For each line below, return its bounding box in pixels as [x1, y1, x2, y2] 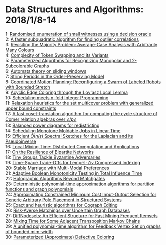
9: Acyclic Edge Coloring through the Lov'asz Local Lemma [5, 89, 128, 95]
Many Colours [5, 47, 34, 53]
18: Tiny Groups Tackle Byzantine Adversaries [5, 154, 101, 160]
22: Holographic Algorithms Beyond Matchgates [5, 175, 105, 181]
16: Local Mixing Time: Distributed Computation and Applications [5, 143, 139, 149]
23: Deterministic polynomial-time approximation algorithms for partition [5, 181, 155, 187]
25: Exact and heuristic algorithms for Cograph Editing [5, 202, 118, 208]
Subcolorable [5, 63, 33, 69]
